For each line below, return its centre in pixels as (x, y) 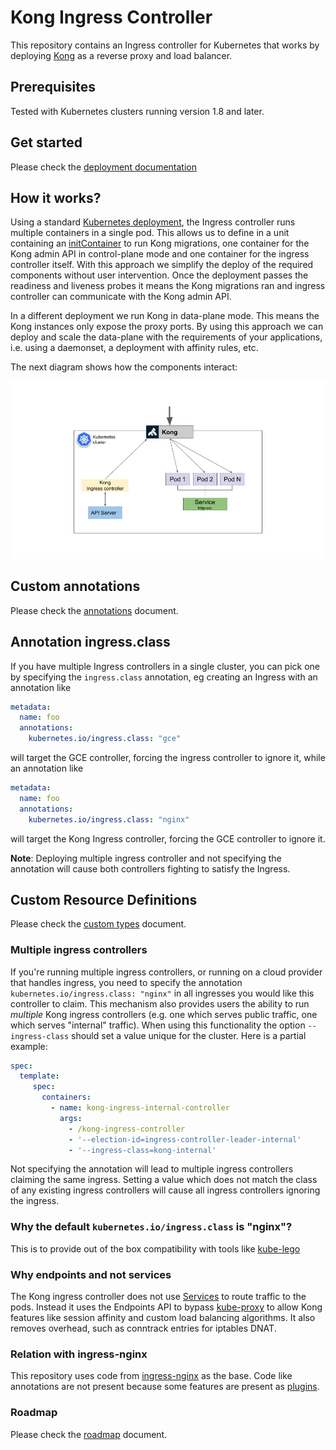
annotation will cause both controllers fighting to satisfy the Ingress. (150, 868)
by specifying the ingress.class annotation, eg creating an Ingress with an (164, 677)
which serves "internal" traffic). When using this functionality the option (158, 1025)
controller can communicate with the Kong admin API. (121, 297)
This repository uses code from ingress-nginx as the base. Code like (151, 1376)
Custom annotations (75, 586)
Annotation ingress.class (90, 642)
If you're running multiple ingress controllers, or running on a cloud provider (166, 972)
